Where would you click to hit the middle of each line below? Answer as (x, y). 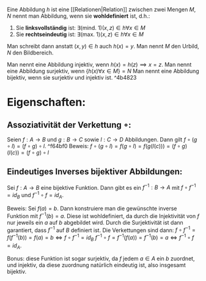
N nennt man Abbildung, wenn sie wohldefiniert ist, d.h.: (79, 16)
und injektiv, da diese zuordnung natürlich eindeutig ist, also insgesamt (96, 265)
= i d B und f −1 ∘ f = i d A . (35, 195)
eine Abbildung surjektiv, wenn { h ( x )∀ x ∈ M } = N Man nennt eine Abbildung (103, 71)
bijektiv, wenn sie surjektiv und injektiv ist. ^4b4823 (72, 77)
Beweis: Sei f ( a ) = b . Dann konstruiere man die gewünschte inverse (92, 208)
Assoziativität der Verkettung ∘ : (69, 125)
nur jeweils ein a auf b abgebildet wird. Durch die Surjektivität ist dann (95, 222)
